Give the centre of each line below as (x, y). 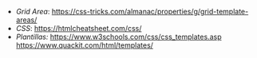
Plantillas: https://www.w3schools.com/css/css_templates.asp (119, 37)
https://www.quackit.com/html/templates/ (85, 45)
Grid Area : (33, 12)
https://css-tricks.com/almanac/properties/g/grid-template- (150, 12)
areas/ (26, 20)
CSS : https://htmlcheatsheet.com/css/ (79, 28)
